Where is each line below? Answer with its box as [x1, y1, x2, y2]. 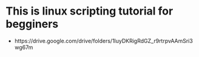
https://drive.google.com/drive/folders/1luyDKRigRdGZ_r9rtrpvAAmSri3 [14, 37, 194, 44]
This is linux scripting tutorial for [5, 4, 174, 18]
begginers [5, 17, 59, 31]
